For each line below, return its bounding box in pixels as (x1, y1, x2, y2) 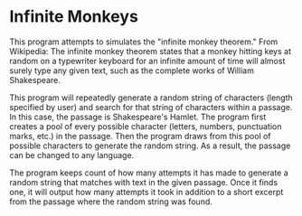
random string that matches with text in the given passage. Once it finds (9, 176, 278, 187)
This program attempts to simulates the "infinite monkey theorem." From (9, 36, 278, 47)
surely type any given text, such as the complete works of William (9, 65, 255, 76)
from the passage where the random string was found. (9, 196, 212, 207)
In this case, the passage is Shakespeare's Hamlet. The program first (9, 111, 267, 122)
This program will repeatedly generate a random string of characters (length (9, 92, 294, 103)
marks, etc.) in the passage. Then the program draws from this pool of (9, 130, 271, 141)
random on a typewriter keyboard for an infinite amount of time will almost (9, 55, 286, 66)
